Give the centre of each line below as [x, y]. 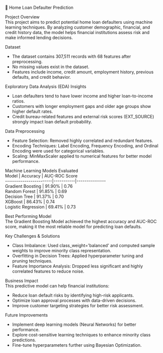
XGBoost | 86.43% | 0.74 [30, 202]
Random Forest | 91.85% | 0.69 [36, 191]
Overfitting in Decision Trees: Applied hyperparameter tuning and [78, 256]
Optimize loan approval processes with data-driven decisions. [74, 300]
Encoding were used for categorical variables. [58, 151]
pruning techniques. [32, 261]
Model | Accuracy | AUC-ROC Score [41, 176]
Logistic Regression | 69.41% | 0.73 [41, 207]
